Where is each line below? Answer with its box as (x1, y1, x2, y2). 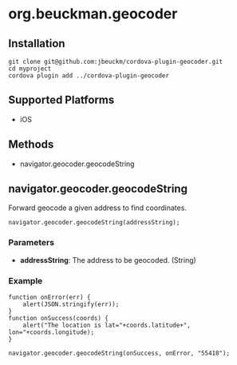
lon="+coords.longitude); (8, 328, 94, 336)
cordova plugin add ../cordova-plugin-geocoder (8, 72, 170, 80)
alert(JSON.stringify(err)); (22, 300, 120, 308)
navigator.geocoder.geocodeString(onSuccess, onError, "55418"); (8, 349, 230, 358)
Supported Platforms (8, 93, 115, 107)
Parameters (8, 237, 54, 248)
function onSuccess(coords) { (8, 315, 109, 323)
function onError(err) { (8, 293, 91, 302)
